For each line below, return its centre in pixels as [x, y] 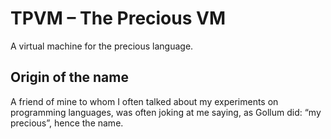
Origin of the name [69, 77]
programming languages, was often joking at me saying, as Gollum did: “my [166, 112]
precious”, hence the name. [67, 123]
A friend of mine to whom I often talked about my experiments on [144, 101]
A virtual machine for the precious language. [102, 46]
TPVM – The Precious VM [118, 18]
